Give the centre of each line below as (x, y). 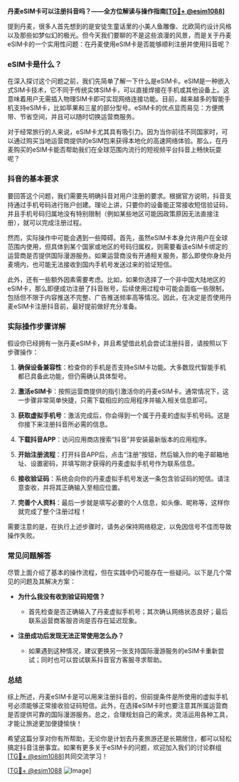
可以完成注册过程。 (57, 222)
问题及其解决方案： (48, 582)
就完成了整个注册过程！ (52, 511)
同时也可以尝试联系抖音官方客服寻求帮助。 (103, 660)
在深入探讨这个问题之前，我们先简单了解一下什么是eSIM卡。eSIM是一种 (113, 81)
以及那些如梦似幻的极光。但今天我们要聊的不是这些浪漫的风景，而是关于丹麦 (119, 35)
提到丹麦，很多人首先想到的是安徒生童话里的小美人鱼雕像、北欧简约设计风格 (119, 26)
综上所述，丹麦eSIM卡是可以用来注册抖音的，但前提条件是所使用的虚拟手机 (118, 697)
